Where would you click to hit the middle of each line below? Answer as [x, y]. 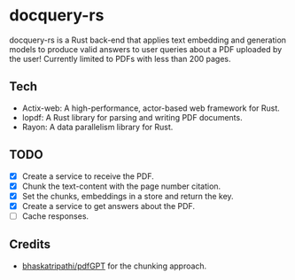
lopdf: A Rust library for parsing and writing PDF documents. [132, 117]
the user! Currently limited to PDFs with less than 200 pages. [120, 58]
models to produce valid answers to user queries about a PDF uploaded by [146, 49]
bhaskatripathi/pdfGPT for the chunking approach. [114, 266]
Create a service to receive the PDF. [88, 176]
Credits [30, 245]
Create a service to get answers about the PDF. [108, 206]
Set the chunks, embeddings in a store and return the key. [128, 196]
